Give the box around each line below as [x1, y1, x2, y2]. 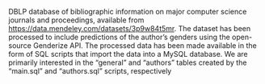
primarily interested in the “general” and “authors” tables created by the [8, 58, 247, 67]
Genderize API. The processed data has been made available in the [33, 41, 257, 50]
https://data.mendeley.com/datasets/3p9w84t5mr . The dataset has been [8, 24, 251, 33]
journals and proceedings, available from [8, 15, 145, 25]
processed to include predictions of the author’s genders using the [8, 32, 230, 42]
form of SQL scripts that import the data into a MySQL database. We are [8, 50, 248, 58]
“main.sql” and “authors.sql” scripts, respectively [8, 66, 172, 75]
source [8, 41, 32, 50]
